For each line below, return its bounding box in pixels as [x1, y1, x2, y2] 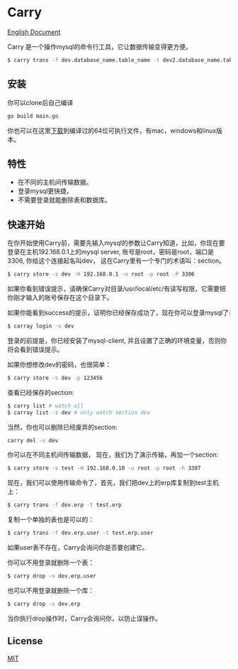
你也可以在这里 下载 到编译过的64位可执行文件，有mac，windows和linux [7, 126, 217, 135]
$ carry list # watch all [7, 402, 84, 409]
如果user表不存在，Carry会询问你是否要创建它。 [7, 543, 149, 551]
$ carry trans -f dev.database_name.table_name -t [7, 56, 160, 64]
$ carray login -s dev [7, 322, 74, 330]
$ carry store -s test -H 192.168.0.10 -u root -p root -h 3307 [7, 464, 201, 472]
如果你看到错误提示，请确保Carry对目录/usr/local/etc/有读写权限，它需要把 [7, 285, 227, 293]
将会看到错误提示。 [7, 345, 64, 354]
